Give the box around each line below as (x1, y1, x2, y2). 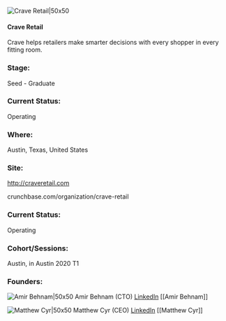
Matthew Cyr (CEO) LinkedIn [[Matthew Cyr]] (73, 306, 204, 315)
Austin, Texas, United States (7, 145, 89, 154)
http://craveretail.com (7, 179, 70, 187)
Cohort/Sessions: (7, 243, 68, 253)
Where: (7, 129, 33, 139)
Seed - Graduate (7, 79, 56, 87)
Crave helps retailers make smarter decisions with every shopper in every (7, 38, 219, 47)
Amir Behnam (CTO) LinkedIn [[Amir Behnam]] (75, 292, 208, 301)
